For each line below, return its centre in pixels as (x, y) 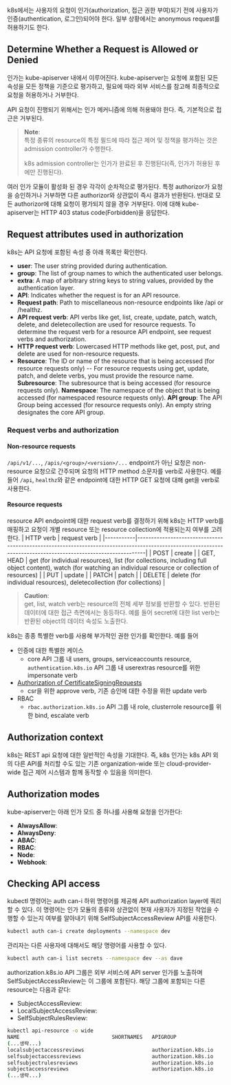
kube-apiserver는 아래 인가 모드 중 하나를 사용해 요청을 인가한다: (95, 812)
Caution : (36, 595)
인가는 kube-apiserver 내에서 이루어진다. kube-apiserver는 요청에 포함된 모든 (113, 77)
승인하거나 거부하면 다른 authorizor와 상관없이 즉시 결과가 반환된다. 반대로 (114, 195)
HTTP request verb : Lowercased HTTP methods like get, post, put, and (118, 346)
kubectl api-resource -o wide (51, 1031)
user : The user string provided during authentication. (92, 266)
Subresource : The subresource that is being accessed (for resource (114, 383)
